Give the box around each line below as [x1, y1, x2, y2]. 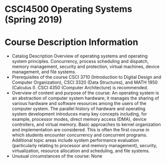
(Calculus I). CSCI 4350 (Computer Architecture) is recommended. [11, 85, 149, 91]
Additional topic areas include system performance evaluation [11, 137, 139, 143]
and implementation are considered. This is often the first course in [11, 127, 150, 133]
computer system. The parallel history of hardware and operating [11, 106, 146, 112]
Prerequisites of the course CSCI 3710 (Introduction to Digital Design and [11, 74, 162, 80]
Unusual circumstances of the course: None [11, 153, 102, 159]
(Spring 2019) [4, 14, 63, 25]
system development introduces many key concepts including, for [11, 111, 147, 117]
